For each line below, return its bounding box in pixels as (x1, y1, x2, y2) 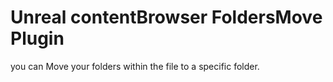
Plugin (10, 27, 65, 50)
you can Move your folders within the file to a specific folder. (10, 60, 260, 72)
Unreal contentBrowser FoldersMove (10, 6, 323, 29)
